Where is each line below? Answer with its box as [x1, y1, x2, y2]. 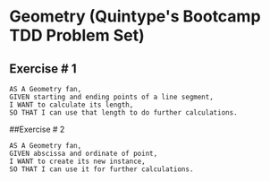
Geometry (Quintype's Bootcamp [9, 6, 261, 27]
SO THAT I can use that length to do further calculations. [9, 108, 239, 117]
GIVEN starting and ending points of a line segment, [9, 92, 215, 101]
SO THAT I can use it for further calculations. [9, 165, 194, 174]
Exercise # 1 [9, 61, 78, 76]
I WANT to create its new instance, [9, 157, 146, 166]
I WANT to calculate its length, [9, 100, 134, 109]
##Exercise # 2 [9, 124, 65, 134]
